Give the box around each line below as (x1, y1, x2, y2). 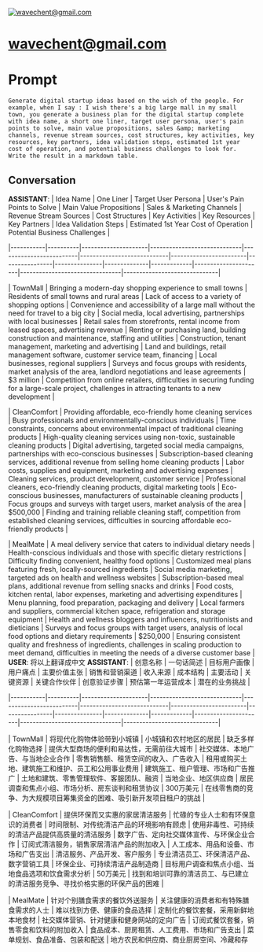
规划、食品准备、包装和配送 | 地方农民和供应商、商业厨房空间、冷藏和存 (14, 935, 249, 944)
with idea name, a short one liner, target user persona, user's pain (8, 118, 244, 126)
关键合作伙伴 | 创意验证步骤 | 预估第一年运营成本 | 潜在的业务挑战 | (35, 677, 250, 686)
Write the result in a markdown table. (8, 152, 139, 161)
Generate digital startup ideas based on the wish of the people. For (8, 97, 244, 105)
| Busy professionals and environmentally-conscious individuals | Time (8, 415, 237, 425)
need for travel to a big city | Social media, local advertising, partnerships (8, 308, 245, 318)
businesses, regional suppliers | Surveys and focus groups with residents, (8, 358, 247, 367)
